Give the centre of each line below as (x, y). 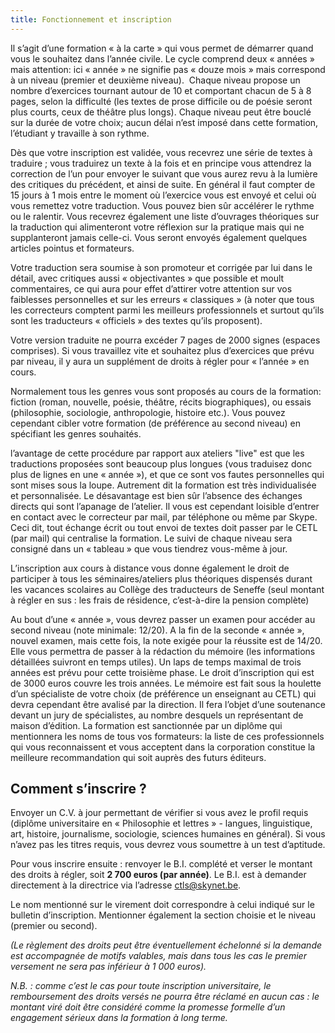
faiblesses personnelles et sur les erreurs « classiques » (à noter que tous (162, 299)
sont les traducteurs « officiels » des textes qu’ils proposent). (136, 320)
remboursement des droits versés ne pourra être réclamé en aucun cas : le (165, 997)
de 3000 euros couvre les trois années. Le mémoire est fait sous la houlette (166, 683)
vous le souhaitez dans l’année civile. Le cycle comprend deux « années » (162, 58)
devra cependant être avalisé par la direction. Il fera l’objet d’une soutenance (168, 704)
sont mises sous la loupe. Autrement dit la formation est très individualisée (163, 485)
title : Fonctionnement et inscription (91, 19)
